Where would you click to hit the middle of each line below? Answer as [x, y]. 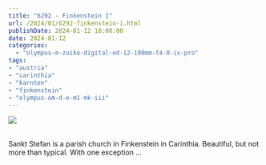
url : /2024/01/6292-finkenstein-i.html [75, 23]
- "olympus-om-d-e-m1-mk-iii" [59, 98]
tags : [17, 61]
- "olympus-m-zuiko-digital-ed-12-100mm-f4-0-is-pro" [107, 53]
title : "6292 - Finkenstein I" [60, 16]
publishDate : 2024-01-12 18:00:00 [66, 30]
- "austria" [28, 68]
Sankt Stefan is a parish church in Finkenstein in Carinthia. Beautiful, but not [134, 144]
